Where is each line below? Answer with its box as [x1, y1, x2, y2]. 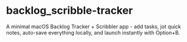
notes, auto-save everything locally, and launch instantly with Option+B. [6, 29, 181, 36]
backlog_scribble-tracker [6, 4, 133, 17]
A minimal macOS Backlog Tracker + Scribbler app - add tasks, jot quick [6, 23, 181, 30]
